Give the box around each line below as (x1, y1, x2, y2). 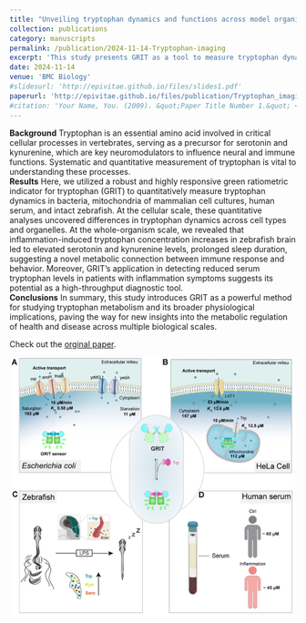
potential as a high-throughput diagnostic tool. (9, 282, 184, 293)
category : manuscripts (9, 34, 96, 43)
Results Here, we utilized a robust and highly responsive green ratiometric (9, 176, 289, 187)
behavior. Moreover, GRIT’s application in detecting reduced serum (9, 262, 260, 273)
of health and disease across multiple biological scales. (9, 321, 217, 332)
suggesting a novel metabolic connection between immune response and (9, 253, 285, 264)
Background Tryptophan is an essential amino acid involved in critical (9, 128, 271, 138)
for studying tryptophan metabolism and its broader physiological (9, 301, 255, 312)
